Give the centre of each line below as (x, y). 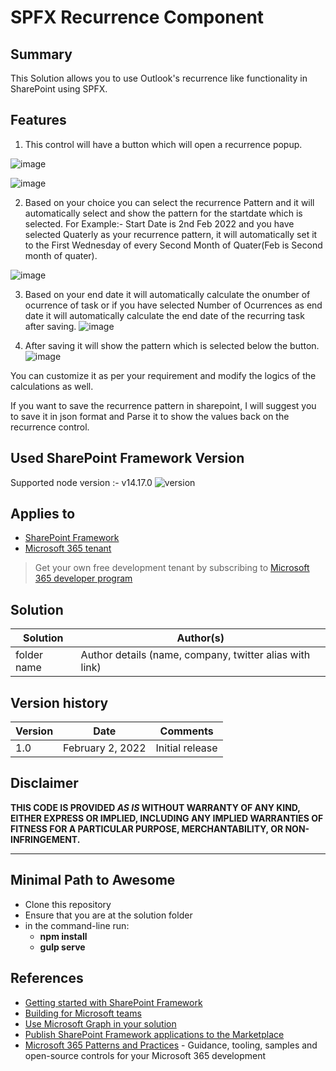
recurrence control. (50, 427)
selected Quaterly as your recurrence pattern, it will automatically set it (171, 234)
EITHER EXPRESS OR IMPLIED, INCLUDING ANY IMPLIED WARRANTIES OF (167, 818)
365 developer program (83, 578)
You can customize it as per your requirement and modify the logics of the (163, 375)
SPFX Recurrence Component (137, 17)
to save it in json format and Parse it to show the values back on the (150, 416)
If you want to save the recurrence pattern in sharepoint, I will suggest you (163, 405)
